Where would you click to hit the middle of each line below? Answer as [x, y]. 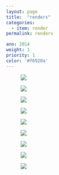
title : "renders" [28, 17]
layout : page [22, 12]
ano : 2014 [18, 44]
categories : [20, 22]
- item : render [30, 28]
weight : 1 [18, 50]
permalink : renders [30, 34]
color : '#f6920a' [27, 61]
